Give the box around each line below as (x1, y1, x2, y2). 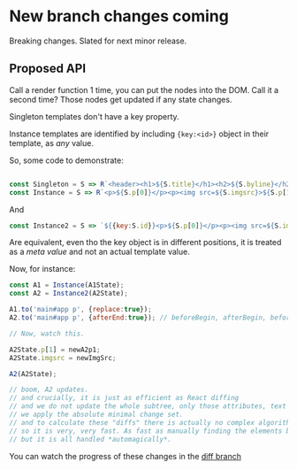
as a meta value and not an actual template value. (9, 246, 190, 258)
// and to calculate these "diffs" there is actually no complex (9, 418, 255, 427)
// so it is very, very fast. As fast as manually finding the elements (9, 427, 283, 435)
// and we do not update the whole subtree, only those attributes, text (9, 402, 287, 411)
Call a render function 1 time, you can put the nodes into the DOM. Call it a (9, 84, 279, 95)
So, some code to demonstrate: (9, 155, 124, 166)
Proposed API (9, 61, 87, 76)
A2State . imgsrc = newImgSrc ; (9, 353, 117, 362)
